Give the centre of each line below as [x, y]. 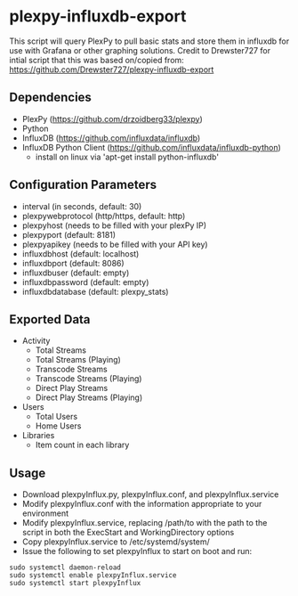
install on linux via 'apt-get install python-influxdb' [127, 157]
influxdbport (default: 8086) [73, 263]
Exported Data [50, 319]
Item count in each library [82, 445]
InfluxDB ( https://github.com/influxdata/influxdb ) [111, 138]
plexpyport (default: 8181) [69, 234]
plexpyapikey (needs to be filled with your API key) [115, 244]
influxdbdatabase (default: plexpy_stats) [95, 291]
